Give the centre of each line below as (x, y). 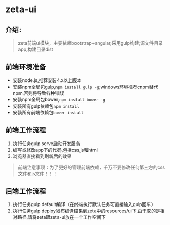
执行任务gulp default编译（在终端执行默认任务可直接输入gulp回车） (84, 204)
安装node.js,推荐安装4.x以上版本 (47, 80)
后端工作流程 (26, 191)
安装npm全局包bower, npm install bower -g (59, 99)
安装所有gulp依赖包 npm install (46, 106)
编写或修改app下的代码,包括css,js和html (55, 150)
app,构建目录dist (35, 49)
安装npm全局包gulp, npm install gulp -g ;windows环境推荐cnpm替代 (85, 87)
